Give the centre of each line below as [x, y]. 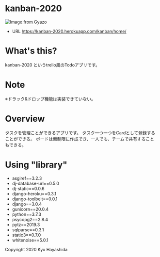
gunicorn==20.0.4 [30, 209]
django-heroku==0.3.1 [34, 193]
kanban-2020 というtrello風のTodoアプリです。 [53, 65]
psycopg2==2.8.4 [30, 219]
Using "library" [36, 165]
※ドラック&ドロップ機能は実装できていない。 [50, 99]
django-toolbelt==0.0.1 [35, 199]
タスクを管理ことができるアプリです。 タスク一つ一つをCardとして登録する [80, 133]
